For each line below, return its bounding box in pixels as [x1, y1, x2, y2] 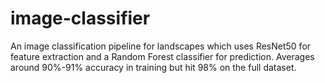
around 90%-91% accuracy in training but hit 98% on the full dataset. [10, 61, 297, 73]
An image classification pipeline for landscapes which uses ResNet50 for [10, 40, 312, 52]
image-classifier [10, 7, 151, 30]
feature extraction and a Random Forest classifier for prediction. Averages [10, 50, 315, 62]
